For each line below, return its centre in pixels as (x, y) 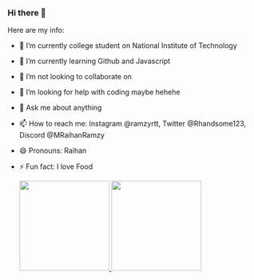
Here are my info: (36, 30)
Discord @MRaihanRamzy (62, 135)
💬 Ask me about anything (60, 108)
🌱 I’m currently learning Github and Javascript (95, 61)
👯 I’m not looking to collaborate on (75, 77)
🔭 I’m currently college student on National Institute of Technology (128, 46)
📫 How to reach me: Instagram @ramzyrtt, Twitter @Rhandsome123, (133, 124)
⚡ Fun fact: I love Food (56, 166)
